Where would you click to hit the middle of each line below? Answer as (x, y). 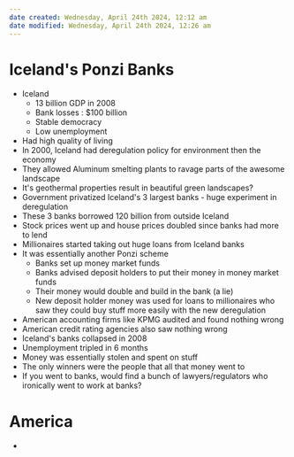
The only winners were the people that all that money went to (133, 367)
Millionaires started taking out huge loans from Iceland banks (133, 244)
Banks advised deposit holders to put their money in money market (157, 273)
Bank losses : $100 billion (81, 112)
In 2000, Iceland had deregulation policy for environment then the (141, 151)
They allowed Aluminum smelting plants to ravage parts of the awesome (153, 169)
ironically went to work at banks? (82, 385)
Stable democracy (68, 122)
